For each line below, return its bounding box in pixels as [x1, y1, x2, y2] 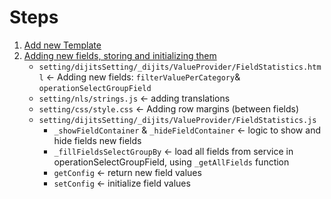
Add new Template [23, 39, 102, 51]
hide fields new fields [53, 134, 142, 146]
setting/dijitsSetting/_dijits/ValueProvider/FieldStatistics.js [38, 115, 317, 125]
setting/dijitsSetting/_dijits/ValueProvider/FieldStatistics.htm [38, 62, 322, 72]
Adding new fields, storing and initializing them [23, 49, 217, 61]
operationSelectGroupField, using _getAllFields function [53, 156, 290, 168]
